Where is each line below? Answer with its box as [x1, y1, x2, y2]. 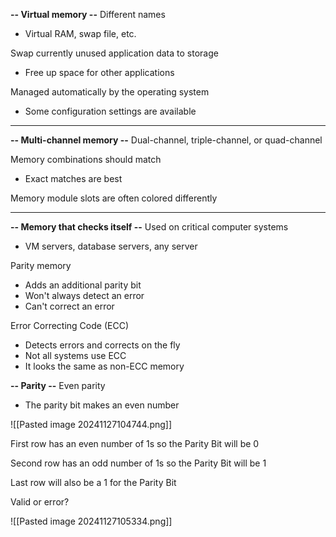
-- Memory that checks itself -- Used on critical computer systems [10, 221, 289, 233]
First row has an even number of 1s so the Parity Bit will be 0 [10, 438, 260, 449]
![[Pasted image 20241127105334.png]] [10, 515, 173, 527]
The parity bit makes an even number [24, 399, 180, 411]
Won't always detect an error [24, 290, 145, 301]
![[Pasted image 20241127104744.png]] [10, 419, 173, 430]
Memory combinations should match [10, 154, 162, 165]
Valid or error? [10, 496, 70, 508]
